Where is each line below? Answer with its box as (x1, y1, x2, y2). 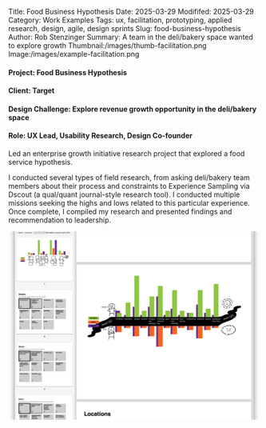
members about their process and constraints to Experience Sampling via (8, 181, 250, 190)
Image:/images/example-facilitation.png (8, 50, 140, 58)
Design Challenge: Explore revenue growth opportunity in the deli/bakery (8, 104, 257, 114)
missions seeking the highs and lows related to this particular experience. (8, 198, 250, 207)
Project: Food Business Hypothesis (8, 67, 128, 77)
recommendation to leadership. (8, 215, 112, 225)
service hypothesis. (8, 157, 73, 166)
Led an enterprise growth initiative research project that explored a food (8, 148, 245, 158)
